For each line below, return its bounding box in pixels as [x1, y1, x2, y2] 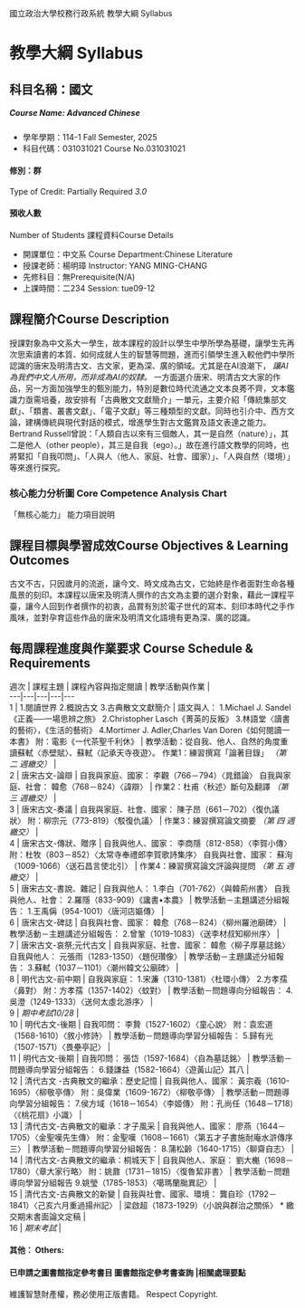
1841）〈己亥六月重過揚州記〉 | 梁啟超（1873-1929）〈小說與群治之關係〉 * [9, 1199, 285, 1210]
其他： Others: [9, 1245, 65, 1255]
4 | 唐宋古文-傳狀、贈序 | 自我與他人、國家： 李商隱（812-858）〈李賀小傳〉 [9, 837, 292, 848]
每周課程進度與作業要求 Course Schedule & [9, 641, 253, 656]
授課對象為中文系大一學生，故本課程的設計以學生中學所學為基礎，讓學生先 [9, 338, 287, 348]
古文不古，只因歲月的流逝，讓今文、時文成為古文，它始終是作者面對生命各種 [9, 578, 295, 588]
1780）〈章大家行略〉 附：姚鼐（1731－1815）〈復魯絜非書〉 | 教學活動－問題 [9, 1166, 291, 1177]
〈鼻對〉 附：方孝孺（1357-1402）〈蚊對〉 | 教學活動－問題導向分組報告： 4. [9, 985, 294, 996]
